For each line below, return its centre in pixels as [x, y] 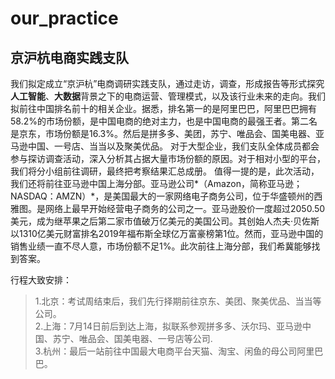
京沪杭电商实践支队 [69, 57]
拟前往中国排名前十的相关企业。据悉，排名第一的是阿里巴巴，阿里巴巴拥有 [163, 108]
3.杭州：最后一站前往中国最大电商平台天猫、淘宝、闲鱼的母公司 [166, 351]
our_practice [64, 18]
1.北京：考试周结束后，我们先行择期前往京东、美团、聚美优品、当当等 [178, 301]
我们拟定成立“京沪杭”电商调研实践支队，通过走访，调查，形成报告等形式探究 [167, 83]
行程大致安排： [41, 280]
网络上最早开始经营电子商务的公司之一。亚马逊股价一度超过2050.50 [185, 208]
